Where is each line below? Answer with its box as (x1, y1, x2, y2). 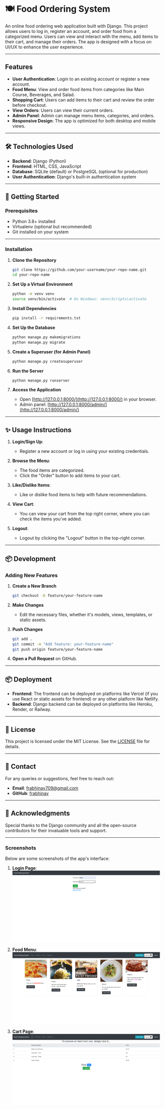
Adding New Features (5, 571, 58, 578)
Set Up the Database (12, 324, 55, 330)
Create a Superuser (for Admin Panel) (12, 349, 91, 354)
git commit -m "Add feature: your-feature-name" (12, 641, 114, 647)
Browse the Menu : (12, 458, 51, 464)
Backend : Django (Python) (12, 158, 66, 164)
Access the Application (12, 387, 61, 393)
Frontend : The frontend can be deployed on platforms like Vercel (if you (12, 691, 158, 697)
